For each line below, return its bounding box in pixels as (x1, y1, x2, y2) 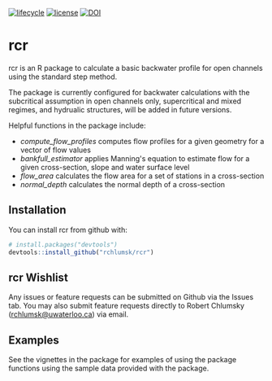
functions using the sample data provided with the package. (8, 363, 209, 374)
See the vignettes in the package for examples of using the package (8, 355, 237, 365)
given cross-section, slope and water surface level (19, 162, 190, 172)
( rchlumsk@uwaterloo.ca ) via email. (8, 309, 129, 319)
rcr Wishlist (8, 270, 69, 284)
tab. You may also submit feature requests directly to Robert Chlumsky (8, 301, 245, 311)
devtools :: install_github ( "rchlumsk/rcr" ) (8, 248, 154, 256)
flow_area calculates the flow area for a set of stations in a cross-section (19, 171, 265, 181)
